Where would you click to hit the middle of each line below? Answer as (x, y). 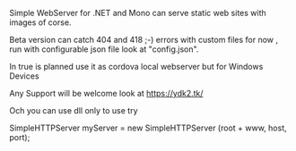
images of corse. (40, 22)
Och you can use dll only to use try (74, 110)
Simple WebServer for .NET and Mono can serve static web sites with (138, 13)
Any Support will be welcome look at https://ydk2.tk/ (106, 93)
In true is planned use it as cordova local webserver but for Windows (136, 67)
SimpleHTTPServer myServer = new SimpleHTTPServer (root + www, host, (148, 128)
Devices (24, 76)
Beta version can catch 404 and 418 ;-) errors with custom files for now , (144, 40)
